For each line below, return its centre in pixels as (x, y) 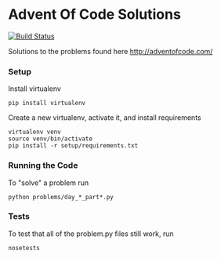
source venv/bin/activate (50, 139)
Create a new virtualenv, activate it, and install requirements (105, 118)
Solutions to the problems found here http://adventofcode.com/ (110, 51)
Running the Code (43, 165)
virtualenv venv (34, 132)
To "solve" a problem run (49, 183)
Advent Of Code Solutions (95, 15)
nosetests (24, 248)
